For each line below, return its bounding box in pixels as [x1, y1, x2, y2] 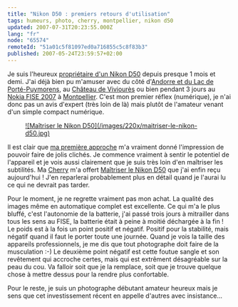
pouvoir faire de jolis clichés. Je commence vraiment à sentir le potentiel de [7, 150, 229, 159]
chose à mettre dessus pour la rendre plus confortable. [7, 270, 170, 279]
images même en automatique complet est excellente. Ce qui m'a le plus [7, 202, 221, 210]
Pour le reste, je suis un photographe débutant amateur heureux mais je [7, 283, 218, 292]
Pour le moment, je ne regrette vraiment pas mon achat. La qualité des [7, 194, 214, 203]
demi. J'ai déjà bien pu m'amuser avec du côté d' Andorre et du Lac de [7, 77, 214, 85]
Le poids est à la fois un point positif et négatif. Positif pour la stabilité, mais [7, 224, 229, 233]
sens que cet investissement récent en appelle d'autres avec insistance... [7, 291, 223, 300]
